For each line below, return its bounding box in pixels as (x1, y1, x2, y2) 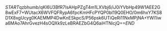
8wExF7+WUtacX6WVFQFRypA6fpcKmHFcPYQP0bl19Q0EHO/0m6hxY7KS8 (5, 9, 162, 15)
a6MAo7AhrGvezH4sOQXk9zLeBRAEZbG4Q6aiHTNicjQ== (5, 20, 126, 26)
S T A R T (5, 4, 19, 10)
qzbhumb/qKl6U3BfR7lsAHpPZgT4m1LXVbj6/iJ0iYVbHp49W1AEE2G (19, 4, 161, 10)
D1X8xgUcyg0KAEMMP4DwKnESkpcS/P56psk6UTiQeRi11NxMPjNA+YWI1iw (5, 15, 162, 20)
